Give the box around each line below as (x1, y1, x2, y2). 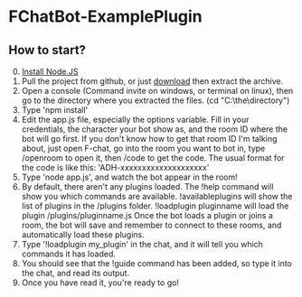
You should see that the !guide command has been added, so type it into (21, 258, 293, 268)
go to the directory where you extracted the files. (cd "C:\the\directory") (21, 95, 290, 106)
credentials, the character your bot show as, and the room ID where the (21, 124, 288, 135)
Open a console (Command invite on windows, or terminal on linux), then (21, 86, 294, 96)
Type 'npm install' (21, 105, 89, 115)
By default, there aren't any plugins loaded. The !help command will (21, 181, 274, 191)
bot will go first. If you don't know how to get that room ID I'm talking (21, 134, 278, 144)
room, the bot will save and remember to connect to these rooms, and (21, 219, 282, 230)
